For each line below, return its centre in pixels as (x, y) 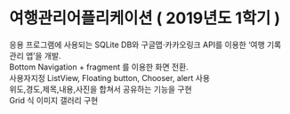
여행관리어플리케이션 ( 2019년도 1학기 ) (145, 18)
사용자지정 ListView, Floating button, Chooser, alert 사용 (110, 77)
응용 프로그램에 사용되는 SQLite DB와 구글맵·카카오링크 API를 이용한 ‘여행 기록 (145, 45)
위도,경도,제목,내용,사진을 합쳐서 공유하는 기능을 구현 (101, 89)
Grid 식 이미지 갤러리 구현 (54, 100)
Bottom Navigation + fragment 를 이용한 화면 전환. (99, 67)
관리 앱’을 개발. (35, 55)
